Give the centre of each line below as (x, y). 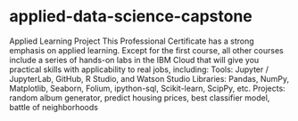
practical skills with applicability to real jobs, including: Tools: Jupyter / (139, 69)
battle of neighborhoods (54, 107)
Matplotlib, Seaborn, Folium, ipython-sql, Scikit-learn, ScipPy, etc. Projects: (147, 88)
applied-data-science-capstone (131, 16)
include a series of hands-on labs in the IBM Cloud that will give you (134, 60)
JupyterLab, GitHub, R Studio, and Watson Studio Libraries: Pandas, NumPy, (149, 78)
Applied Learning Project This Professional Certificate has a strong (132, 41)
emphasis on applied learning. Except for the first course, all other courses (146, 50)
